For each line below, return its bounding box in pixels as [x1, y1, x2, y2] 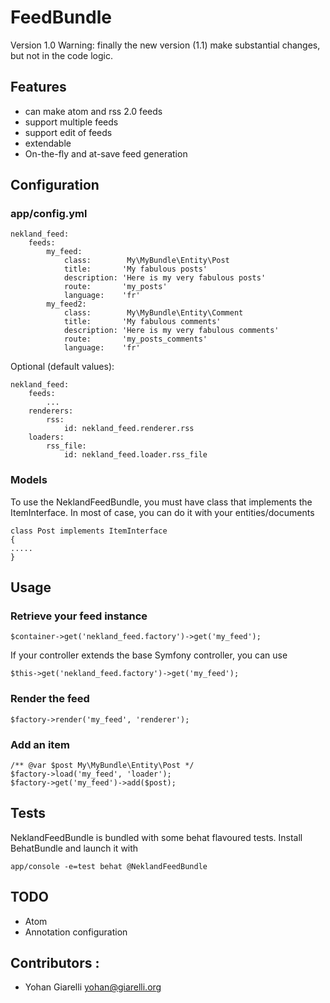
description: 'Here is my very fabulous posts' [63, 273, 267, 283]
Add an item [10, 737, 70, 751]
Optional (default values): [10, 361, 115, 373]
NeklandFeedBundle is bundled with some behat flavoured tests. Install [10, 831, 303, 843]
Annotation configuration [24, 926, 128, 938]
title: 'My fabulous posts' [63, 264, 208, 275]
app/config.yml [10, 207, 88, 221]
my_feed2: [46, 299, 87, 310]
